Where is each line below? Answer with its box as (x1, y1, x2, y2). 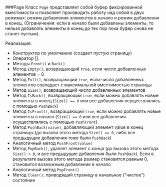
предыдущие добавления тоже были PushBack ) (12, 135, 111, 141)
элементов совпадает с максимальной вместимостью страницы (12, 82, 152, 88)
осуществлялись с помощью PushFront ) (12, 119, 97, 125)
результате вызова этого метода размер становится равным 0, (12, 156, 148, 162)
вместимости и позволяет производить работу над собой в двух (5, 9, 144, 15)
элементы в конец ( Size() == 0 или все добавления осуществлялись (12, 98, 161, 104)
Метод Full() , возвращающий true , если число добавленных (12, 77, 144, 82)
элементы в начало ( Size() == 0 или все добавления (12, 114, 126, 119)
